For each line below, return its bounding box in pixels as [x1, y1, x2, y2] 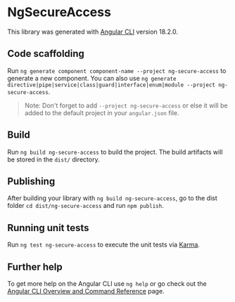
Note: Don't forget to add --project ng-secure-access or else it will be [24, 101, 228, 110]
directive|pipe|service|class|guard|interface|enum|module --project [7, 81, 216, 88]
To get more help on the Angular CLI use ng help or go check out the [7, 280, 207, 288]
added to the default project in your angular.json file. [24, 108, 179, 117]
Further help [7, 261, 63, 273]
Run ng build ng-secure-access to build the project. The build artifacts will [7, 147, 223, 156]
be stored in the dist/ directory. [7, 155, 100, 164]
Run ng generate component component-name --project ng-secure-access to [7, 66, 227, 74]
